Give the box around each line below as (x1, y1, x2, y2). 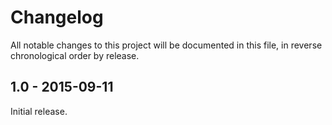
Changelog (10, 6, 104, 29)
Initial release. (10, 105, 68, 117)
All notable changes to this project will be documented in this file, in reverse (10, 39, 323, 51)
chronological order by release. (10, 49, 140, 61)
